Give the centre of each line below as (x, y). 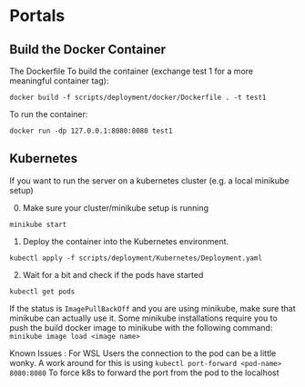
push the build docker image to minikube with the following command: (141, 327)
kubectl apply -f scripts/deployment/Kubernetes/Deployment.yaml (136, 258)
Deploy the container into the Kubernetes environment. (126, 241)
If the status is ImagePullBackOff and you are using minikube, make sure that (152, 308)
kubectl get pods (42, 292)
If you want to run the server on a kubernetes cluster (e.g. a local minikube (149, 180)
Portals (37, 16)
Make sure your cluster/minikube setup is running (116, 208)
